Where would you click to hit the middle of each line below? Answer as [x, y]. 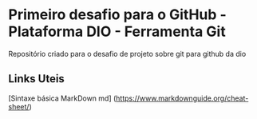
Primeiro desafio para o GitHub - [118, 15]
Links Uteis [37, 79]
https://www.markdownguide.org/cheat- [182, 98]
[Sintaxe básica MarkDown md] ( [62, 98]
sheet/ [19, 106]
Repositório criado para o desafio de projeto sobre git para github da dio [127, 54]
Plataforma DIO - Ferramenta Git [117, 32]
